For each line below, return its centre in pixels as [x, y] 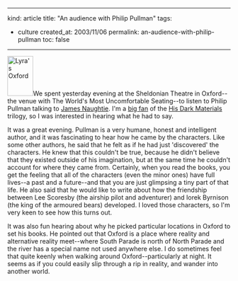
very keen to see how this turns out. [60, 212]
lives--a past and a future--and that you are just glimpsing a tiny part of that [118, 182]
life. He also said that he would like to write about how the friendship [107, 190]
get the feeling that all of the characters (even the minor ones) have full [111, 175]
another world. [29, 271]
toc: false [56, 39]
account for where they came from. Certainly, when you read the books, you [119, 167]
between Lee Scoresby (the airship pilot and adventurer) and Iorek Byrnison [118, 197]
